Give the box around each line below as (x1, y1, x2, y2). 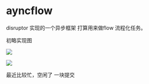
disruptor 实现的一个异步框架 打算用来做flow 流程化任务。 (6, 24, 146, 31)
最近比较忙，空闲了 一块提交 (6, 71, 75, 78)
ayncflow (6, 4, 53, 18)
